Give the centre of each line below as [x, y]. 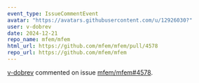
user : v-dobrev [29, 27]
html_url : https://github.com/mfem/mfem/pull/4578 [83, 46]
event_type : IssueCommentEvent [53, 14]
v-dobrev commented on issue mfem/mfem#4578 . [80, 72]
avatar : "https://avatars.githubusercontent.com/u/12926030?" [100, 20]
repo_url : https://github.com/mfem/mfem [67, 53]
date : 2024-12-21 [33, 33]
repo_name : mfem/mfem [39, 40]
